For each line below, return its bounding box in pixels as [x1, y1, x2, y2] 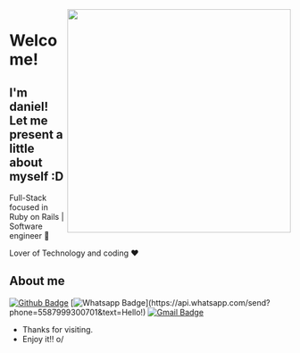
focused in [9, 202, 49, 213]
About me [9, 273, 65, 289]
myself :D [9, 169, 64, 184]
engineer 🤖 [9, 231, 50, 240]
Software [9, 221, 43, 231]
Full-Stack [9, 192, 47, 203]
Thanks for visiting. [21, 324, 94, 334]
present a [9, 127, 63, 142]
